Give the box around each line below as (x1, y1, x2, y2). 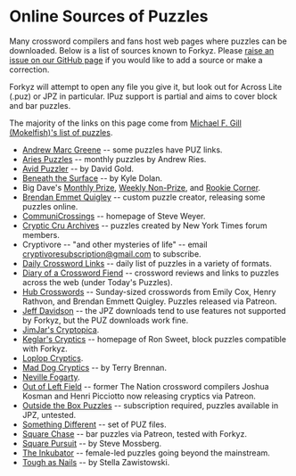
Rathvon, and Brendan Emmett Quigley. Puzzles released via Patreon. (21, 296, 277, 307)
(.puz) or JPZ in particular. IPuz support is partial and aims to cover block (9, 91, 278, 102)
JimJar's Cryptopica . (21, 324, 100, 335)
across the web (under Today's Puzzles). (21, 276, 173, 287)
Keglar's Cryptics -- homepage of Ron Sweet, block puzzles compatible (21, 333, 287, 344)
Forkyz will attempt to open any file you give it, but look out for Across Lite (9, 81, 283, 92)
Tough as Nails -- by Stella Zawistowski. (21, 456, 170, 467)
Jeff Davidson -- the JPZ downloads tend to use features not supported (21, 305, 287, 316)
